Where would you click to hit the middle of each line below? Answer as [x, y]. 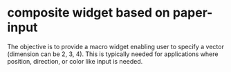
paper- [193, 13]
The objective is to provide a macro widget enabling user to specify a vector [116, 46]
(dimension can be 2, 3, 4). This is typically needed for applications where [113, 54]
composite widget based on [89, 13]
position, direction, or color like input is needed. [75, 61]
